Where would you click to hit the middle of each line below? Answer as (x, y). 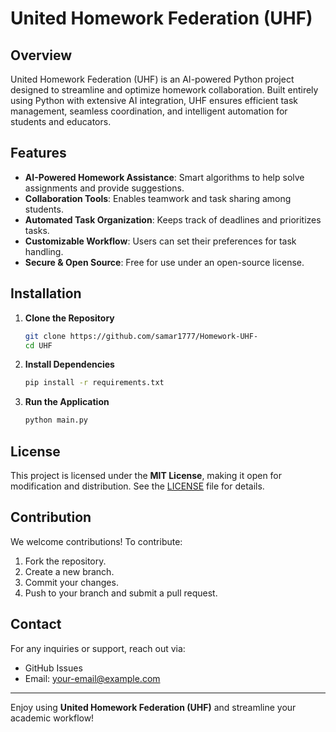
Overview (41, 55)
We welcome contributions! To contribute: (96, 541)
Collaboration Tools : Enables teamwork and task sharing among (158, 198)
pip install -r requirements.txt (94, 383)
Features (38, 153)
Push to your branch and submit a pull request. (121, 593)
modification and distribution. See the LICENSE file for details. (137, 486)
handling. (44, 251)
